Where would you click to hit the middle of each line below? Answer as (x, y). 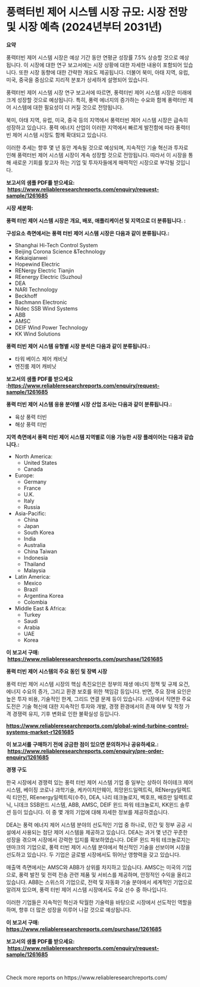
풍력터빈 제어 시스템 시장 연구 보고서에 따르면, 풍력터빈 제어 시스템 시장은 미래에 (99, 92)
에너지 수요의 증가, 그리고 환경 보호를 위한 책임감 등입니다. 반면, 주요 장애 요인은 (99, 691)
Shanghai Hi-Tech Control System (56, 245)
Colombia (35, 602)
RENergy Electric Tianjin (44, 270)
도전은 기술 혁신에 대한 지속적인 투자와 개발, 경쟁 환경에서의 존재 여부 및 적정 (95, 706)
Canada (33, 469)
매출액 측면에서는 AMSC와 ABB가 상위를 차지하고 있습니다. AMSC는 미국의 (93, 867)
